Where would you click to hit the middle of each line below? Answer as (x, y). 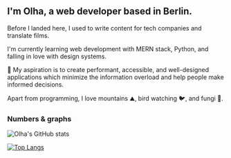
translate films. (28, 35)
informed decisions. (36, 84)
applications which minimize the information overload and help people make (116, 77)
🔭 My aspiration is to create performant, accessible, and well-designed (108, 69)
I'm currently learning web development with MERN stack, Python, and (108, 49)
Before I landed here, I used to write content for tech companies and (104, 28)
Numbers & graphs (39, 119)
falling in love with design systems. (57, 56)
